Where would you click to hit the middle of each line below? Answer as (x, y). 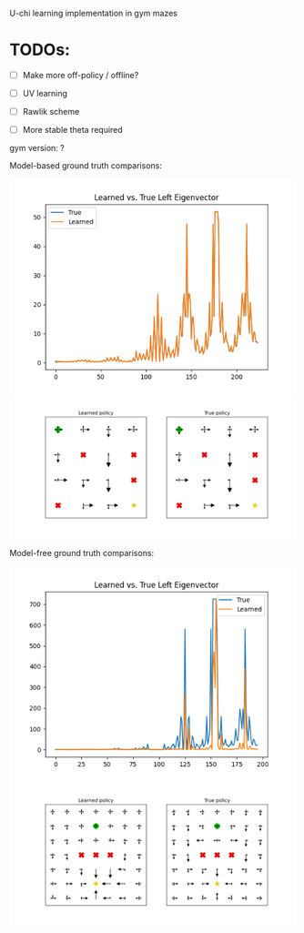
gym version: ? (37, 148)
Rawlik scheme (51, 112)
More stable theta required (72, 130)
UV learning (45, 93)
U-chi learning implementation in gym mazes (93, 13)
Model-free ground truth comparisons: (82, 553)
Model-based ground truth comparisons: (86, 166)
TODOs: (40, 50)
